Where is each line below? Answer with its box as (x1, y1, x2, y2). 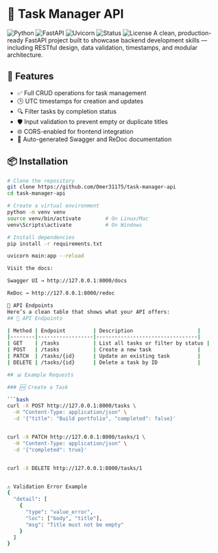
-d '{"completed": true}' (13, 446, 88, 453)
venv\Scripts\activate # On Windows (7, 221, 143, 228)
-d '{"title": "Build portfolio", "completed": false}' (13, 415, 176, 422)
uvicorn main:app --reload (7, 253, 84, 260)
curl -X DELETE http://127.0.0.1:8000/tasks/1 (7, 465, 143, 471)
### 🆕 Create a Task (7, 384, 69, 391)
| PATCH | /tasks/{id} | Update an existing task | (7, 353, 201, 360)
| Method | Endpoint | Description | (7, 327, 201, 334)
